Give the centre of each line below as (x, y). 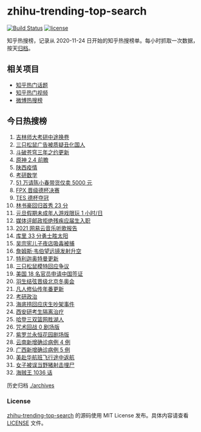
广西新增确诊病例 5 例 (43, 349)
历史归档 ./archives (31, 385)
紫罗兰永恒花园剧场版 (42, 334)
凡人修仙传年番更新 (40, 289)
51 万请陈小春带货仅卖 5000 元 (54, 182)
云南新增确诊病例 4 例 (43, 342)
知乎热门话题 (32, 85)
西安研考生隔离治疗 (40, 312)
